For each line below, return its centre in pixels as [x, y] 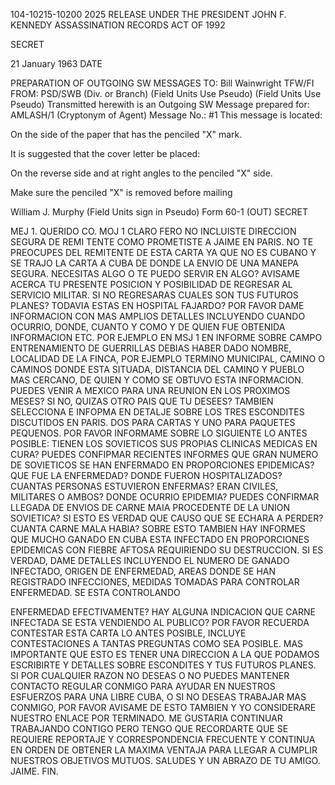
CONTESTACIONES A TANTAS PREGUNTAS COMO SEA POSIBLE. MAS [157, 643]
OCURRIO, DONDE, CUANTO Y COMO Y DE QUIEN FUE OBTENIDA [148, 327]
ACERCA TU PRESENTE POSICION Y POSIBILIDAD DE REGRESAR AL [151, 284]
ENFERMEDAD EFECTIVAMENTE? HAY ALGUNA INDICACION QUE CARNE [163, 612]
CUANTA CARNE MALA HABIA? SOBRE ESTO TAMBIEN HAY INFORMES [158, 528]
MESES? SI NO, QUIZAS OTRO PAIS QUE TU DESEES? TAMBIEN [142, 401]
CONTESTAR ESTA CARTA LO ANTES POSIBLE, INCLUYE [128, 633]
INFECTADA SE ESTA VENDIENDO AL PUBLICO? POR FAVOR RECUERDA [160, 622]
